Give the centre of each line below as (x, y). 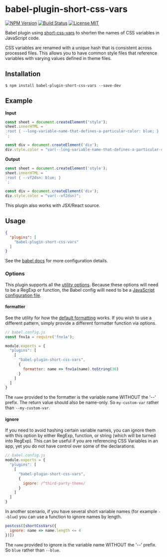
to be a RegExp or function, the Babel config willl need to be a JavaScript (80, 290)
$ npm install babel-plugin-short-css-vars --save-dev (63, 85)
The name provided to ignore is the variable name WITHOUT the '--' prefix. (81, 545)
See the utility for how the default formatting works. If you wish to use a (79, 318)
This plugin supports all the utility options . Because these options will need (82, 284)
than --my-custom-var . (28, 408)
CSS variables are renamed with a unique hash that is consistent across (79, 47)
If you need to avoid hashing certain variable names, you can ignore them (81, 430)
